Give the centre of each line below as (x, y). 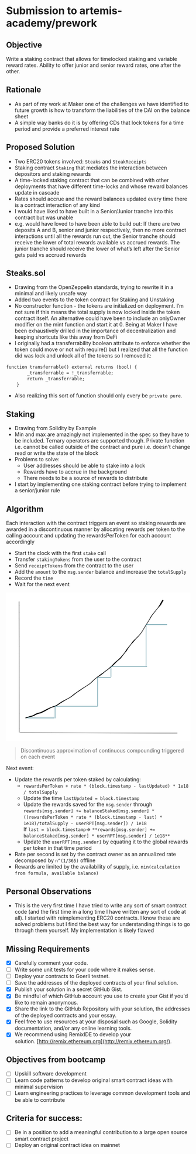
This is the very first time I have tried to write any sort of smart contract (101, 906)
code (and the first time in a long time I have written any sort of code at (100, 912)
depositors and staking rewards (53, 173)
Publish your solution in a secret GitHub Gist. (68, 989)
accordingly (20, 542)
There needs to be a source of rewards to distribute (85, 478)
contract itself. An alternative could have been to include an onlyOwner (100, 318)
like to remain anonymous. (46, 1003)
